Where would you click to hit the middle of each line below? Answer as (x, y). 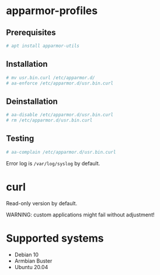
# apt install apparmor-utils (43, 46)
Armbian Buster (33, 261)
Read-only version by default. (42, 203)
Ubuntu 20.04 (31, 267)
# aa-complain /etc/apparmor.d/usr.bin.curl (61, 152)
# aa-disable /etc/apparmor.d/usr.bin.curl (60, 115)
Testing (20, 139)
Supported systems (55, 238)
